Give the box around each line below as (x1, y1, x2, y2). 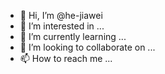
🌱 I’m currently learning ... (19, 31, 127, 42)
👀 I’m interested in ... (19, 20, 105, 32)
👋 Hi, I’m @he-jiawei (19, 10, 103, 21)
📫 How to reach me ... (19, 53, 113, 64)
